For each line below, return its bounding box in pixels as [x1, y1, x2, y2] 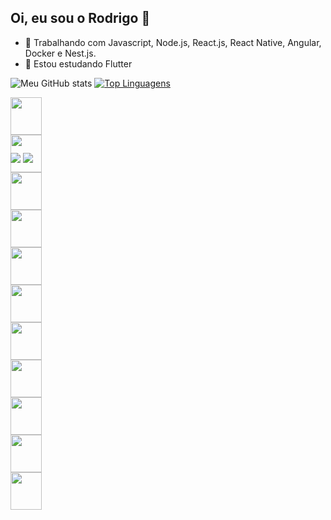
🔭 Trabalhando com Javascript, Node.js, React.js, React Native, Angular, [24, 36, 322, 48]
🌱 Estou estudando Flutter [24, 57, 133, 70]
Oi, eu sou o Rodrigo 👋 [10, 10, 151, 27]
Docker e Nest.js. [24, 47, 97, 59]
